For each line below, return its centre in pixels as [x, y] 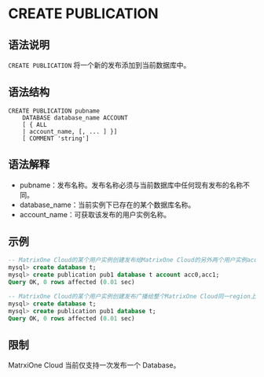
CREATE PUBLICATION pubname [54, 111]
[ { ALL [35, 124]
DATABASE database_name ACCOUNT [75, 118]
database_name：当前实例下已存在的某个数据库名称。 [107, 205]
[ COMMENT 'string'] [56, 139]
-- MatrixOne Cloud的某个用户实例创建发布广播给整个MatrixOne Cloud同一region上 [132, 296]
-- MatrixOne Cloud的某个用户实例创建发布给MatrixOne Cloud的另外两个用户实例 [128, 261]
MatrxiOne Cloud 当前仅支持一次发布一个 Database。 [94, 365]
